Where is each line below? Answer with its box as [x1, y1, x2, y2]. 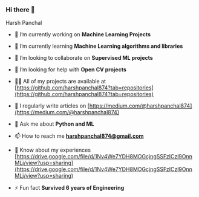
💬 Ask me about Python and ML [14, 120, 94, 128]
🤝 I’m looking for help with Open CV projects [14, 66, 126, 73]
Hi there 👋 [5, 5, 36, 14]
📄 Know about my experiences [14, 146, 91, 153]
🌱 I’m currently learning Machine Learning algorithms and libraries [14, 42, 183, 50]
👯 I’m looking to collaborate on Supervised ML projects [14, 54, 154, 62]
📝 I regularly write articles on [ [14, 102, 90, 109]
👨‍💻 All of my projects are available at [14, 78, 106, 85]
